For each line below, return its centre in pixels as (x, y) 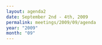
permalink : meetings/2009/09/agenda (51, 22)
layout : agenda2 (26, 11)
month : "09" (21, 33)
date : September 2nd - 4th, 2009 (47, 17)
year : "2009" (22, 28)
